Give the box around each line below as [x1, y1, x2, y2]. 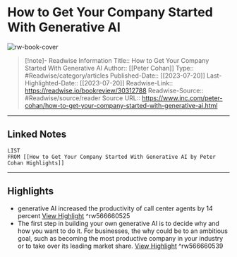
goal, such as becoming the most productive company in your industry [17, 234, 224, 242]
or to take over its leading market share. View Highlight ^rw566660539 [17, 241, 224, 250]
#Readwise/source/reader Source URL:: [24, 93, 141, 102]
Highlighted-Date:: [24, 78, 79, 87]
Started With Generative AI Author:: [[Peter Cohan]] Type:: [24, 64, 194, 72]
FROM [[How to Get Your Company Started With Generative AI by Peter [7, 153, 217, 160]
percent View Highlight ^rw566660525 [17, 211, 130, 220]
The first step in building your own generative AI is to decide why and [17, 219, 220, 227]
